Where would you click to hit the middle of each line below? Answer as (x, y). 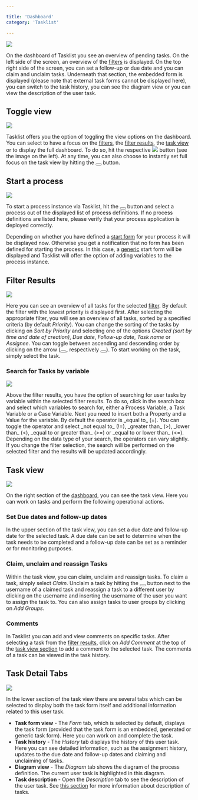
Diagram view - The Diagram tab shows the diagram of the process (97, 767)
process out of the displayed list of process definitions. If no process (90, 213)
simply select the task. (33, 355)
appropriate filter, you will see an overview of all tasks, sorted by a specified (98, 318)
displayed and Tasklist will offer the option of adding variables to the (89, 256)
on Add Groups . (25, 608)
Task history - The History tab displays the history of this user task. (97, 742)
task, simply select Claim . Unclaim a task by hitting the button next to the (98, 583)
